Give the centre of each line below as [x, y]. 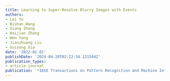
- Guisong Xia [20, 47]
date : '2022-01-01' [26, 52]
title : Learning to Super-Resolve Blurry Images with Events [71, 10]
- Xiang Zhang [20, 29]
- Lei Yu [14, 19]
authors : [14, 15]
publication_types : [26, 61]
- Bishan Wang [20, 24]
